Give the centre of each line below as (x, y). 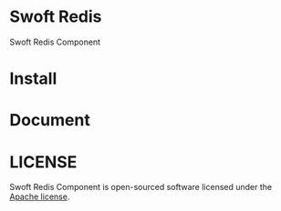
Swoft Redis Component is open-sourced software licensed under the (140, 187)
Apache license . (40, 196)
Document (50, 121)
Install (33, 79)
